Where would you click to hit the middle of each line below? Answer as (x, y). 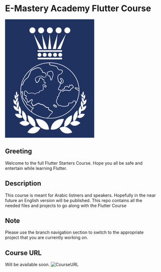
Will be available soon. (27, 265)
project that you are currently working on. (47, 238)
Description (23, 183)
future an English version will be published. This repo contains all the (74, 200)
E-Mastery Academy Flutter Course (78, 8)
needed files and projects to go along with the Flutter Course (66, 205)
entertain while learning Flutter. (36, 168)
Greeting (19, 151)
